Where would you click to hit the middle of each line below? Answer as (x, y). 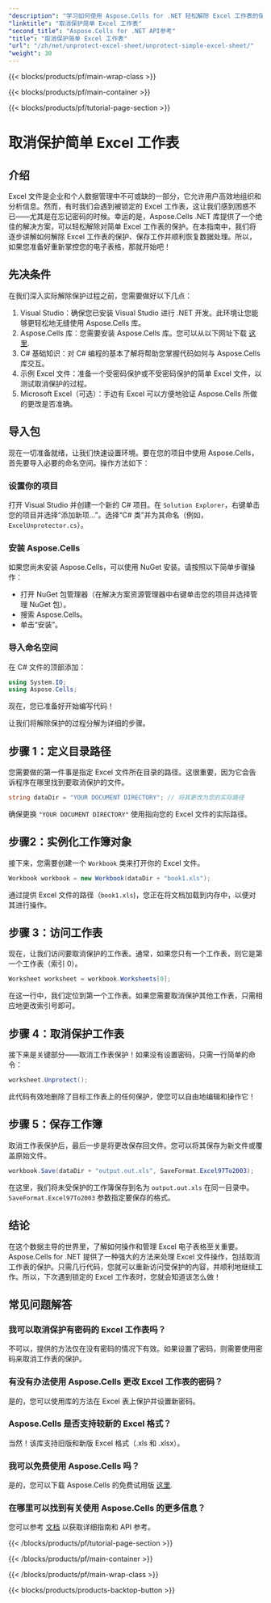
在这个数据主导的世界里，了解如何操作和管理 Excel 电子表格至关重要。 (125, 1247)
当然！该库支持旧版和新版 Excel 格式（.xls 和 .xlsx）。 (96, 1443)
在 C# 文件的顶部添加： (47, 667)
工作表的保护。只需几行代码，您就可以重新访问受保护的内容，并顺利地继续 (132, 1267)
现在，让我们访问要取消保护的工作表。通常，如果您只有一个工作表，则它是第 (135, 954)
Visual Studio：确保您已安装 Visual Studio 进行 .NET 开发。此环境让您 (135, 313)
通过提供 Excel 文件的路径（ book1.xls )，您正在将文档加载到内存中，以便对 (132, 895)
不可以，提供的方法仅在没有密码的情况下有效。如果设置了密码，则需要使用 (132, 1349)
